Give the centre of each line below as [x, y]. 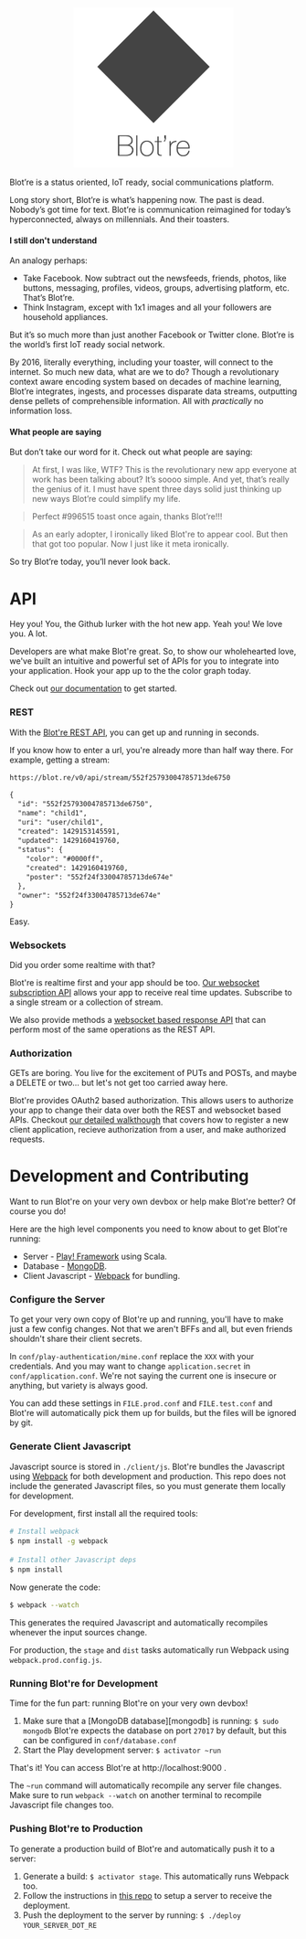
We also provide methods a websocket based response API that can [138, 1019]
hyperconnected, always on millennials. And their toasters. [120, 219]
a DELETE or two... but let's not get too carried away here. [119, 1083]
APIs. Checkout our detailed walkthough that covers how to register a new [149, 1120]
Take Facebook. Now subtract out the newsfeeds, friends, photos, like [154, 278]
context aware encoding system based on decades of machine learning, [146, 382]
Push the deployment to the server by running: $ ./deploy [132, 1915]
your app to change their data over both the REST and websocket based [145, 1110]
